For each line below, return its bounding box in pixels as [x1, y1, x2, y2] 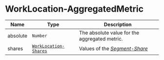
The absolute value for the [79, 29, 140, 36]
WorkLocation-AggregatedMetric [5, 3, 144, 15]
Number [32, 33, 47, 39]
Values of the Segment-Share [79, 45, 148, 52]
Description [104, 21, 132, 28]
